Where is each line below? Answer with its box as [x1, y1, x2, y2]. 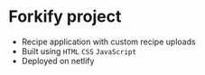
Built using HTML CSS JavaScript [21, 45, 137, 56]
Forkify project [8, 6, 122, 27]
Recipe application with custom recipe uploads [21, 36, 196, 47]
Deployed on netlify [21, 55, 95, 66]
